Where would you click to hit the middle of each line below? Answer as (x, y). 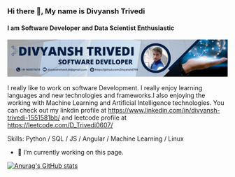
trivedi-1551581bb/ (34, 118)
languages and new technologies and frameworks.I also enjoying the (106, 95)
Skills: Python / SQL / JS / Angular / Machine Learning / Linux (95, 139)
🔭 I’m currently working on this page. (70, 153)
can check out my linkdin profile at (57, 111)
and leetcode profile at (94, 118)
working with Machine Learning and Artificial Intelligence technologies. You (116, 103)
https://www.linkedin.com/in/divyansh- (164, 111)
